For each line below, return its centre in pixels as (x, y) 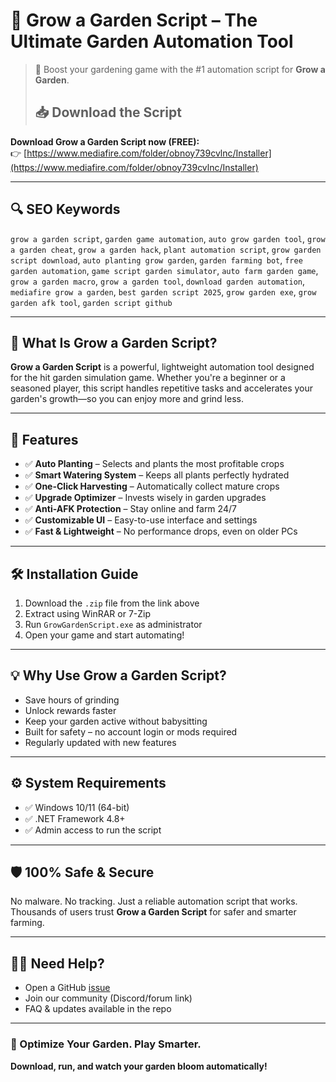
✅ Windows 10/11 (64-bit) (77, 807)
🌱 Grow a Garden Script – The (134, 20)
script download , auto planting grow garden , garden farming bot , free (156, 260)
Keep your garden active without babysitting (116, 721)
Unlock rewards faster (70, 710)
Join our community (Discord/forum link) (108, 998)
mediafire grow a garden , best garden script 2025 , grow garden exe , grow (163, 291)
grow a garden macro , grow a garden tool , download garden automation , (158, 281)
